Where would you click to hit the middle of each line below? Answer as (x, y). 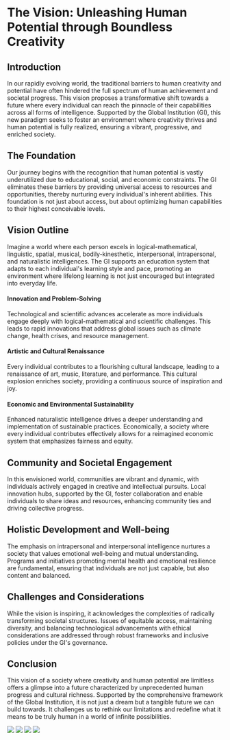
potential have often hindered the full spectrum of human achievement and (113, 91)
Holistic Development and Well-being (88, 530)
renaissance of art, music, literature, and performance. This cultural (102, 374)
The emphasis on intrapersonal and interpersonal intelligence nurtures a (109, 546)
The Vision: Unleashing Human (97, 13)
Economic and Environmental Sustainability (71, 404)
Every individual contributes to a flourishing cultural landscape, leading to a (114, 367)
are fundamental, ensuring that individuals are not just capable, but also (108, 568)
